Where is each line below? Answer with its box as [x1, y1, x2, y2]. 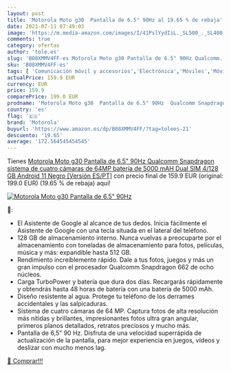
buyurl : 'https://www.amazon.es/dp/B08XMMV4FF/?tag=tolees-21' [7, 125, 192, 132]
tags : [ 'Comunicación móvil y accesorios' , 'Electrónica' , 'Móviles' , [7, 68, 211, 74]
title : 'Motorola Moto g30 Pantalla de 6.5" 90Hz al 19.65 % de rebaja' [7, 17, 223, 23]
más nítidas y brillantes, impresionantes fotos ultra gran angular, [16, 314, 199, 322]
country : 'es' [7, 106, 48, 113]
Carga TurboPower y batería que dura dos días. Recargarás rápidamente [16, 278, 223, 286]
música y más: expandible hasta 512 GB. [16, 249, 132, 257]
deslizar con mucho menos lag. [16, 344, 107, 352]
